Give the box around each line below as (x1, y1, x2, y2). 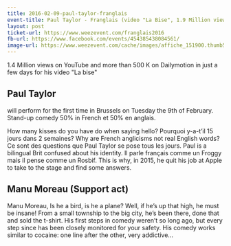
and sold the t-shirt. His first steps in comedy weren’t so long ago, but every (7, 216, 223, 224)
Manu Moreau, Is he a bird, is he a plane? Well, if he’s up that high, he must (7, 201, 219, 210)
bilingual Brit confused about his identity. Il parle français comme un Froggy (7, 148, 222, 157)
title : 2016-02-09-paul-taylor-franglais (7, 10, 128, 17)
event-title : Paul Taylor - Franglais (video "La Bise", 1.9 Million (7, 16, 211, 23)
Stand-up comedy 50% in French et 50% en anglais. (7, 113, 156, 122)
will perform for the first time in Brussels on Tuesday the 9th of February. (7, 106, 214, 114)
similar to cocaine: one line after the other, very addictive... (7, 231, 174, 239)
